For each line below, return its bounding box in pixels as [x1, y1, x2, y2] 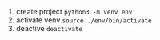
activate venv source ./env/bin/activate [15, 15, 152, 25]
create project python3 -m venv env [15, 7, 133, 16]
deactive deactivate [15, 24, 82, 33]
